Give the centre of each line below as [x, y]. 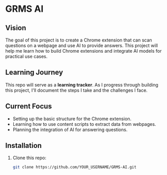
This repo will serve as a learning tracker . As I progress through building [82, 84]
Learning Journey [34, 72]
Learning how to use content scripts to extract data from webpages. [84, 124]
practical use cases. [26, 56]
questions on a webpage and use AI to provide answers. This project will [82, 46]
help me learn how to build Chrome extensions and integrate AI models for [83, 51]
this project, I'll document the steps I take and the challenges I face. [77, 90]
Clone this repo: [29, 158]
